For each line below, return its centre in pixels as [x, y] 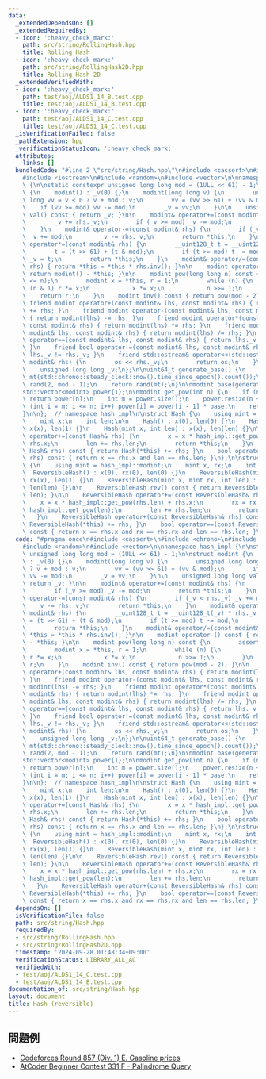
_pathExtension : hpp [49, 141]
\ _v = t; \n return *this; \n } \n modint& [115, 259]
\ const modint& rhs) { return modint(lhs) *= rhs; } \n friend [134, 325]
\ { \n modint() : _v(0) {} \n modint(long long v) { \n [123, 192]
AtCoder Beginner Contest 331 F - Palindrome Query [105, 1066]
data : [17, 15]
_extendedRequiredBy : [51, 30]
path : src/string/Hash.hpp [60, 923]
